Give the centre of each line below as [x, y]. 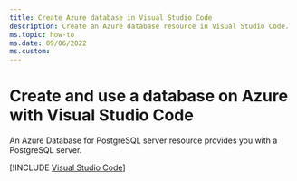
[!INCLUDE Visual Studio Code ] [67, 167]
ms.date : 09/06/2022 [48, 43]
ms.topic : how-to [42, 34]
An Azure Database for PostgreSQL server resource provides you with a [144, 140]
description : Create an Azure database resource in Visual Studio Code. [149, 26]
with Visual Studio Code [102, 115]
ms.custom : [30, 52]
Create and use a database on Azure [148, 96]
